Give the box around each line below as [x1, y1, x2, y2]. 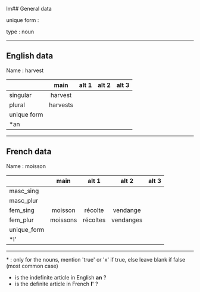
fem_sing [9, 206, 35, 214]
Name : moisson [6, 162, 46, 169]
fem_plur [9, 216, 34, 224]
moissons [50, 216, 77, 224]
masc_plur [9, 196, 39, 204]
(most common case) [6, 262, 58, 269]
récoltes [82, 216, 106, 224]
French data [6, 147, 52, 157]
